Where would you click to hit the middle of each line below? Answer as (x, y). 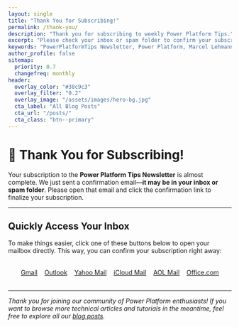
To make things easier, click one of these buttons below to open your (109, 243)
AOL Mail (166, 273)
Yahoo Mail (90, 273)
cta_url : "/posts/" (43, 113)
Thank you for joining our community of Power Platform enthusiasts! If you (117, 301)
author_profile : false (41, 54)
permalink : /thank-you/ (43, 27)
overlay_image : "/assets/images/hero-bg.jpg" (83, 100)
